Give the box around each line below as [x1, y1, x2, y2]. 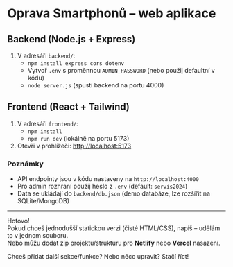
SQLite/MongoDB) [17, 197, 70, 205]
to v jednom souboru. [7, 232, 69, 240]
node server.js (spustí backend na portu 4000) [27, 81, 164, 89]
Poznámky [7, 159, 44, 169]
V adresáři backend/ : [17, 51, 76, 60]
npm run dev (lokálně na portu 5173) [27, 134, 130, 142]
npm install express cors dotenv [27, 60, 125, 67]
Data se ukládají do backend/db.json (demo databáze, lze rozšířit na [17, 189, 210, 198]
